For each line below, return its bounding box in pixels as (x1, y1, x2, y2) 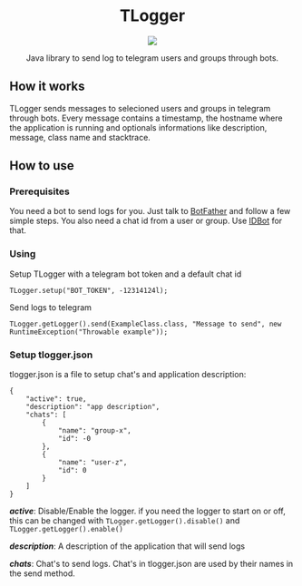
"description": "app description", (25, 403, 161, 412)
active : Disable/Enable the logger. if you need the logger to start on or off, (9, 505, 286, 517)
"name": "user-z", (57, 458, 128, 467)
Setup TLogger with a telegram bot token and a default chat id (9, 269, 242, 279)
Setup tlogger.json (9, 348, 93, 361)
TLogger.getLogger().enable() (9, 525, 124, 534)
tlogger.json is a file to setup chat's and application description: (9, 369, 247, 380)
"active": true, (25, 395, 88, 404)
